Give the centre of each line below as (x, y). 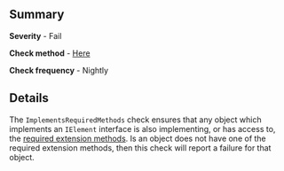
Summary (37, 15)
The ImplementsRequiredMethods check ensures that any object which (135, 120)
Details (29, 98)
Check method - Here (50, 53)
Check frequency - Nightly (59, 70)
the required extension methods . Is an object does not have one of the (138, 138)
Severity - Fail (35, 35)
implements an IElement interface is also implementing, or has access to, (142, 128)
